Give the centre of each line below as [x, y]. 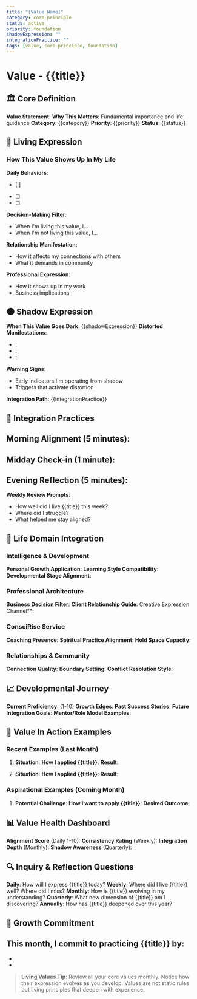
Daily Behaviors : [27, 172]
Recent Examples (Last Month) [52, 749]
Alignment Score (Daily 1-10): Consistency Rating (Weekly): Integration [97, 840]
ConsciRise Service [36, 627]
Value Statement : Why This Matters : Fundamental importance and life [95, 117]
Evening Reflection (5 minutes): [67, 480]
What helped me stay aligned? [53, 519]
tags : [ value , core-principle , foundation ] [62, 46]
